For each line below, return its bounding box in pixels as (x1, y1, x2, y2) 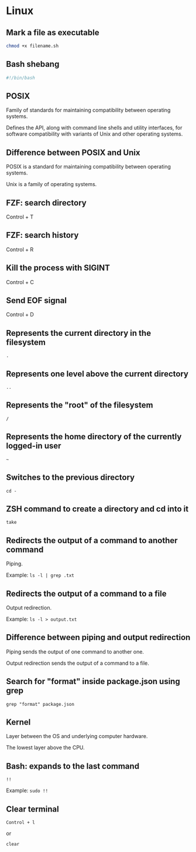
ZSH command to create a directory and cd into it (6, 504, 189, 514)
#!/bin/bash (6, 75, 35, 80)
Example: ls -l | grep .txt (6, 571, 74, 579)
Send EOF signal (6, 295, 67, 306)
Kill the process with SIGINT (6, 263, 110, 273)
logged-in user (6, 441, 61, 451)
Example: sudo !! (6, 787, 49, 794)
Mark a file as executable (6, 28, 99, 38)
